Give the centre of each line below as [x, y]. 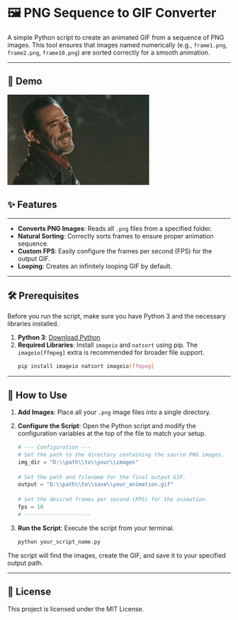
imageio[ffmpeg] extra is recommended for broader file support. [111, 352]
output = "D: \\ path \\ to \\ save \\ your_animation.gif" [95, 485]
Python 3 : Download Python [59, 338]
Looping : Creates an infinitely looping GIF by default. [95, 266]
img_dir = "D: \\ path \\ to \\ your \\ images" [78, 462]
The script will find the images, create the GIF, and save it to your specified [117, 555]
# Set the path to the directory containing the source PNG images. [121, 454]
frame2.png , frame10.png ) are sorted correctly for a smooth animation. [109, 52]
